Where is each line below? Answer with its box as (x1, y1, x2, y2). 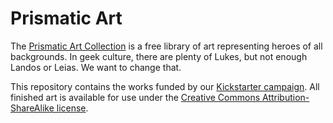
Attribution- (262, 91, 310, 103)
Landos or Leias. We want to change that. (10, 61, 182, 73)
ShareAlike (10, 102, 55, 114)
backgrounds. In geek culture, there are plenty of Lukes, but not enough (10, 50, 308, 62)
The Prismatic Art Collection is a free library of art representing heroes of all (10, 40, 323, 52)
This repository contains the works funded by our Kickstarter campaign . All (10, 80, 320, 92)
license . (56, 102, 89, 114)
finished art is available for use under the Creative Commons (10, 91, 261, 103)
